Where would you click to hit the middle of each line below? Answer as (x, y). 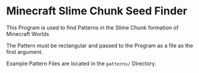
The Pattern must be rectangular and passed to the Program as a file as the (100, 45)
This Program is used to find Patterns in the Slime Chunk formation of (93, 28)
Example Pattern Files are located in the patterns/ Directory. (81, 63)
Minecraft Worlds (28, 34)
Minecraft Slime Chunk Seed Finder (97, 11)
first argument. (25, 51)
